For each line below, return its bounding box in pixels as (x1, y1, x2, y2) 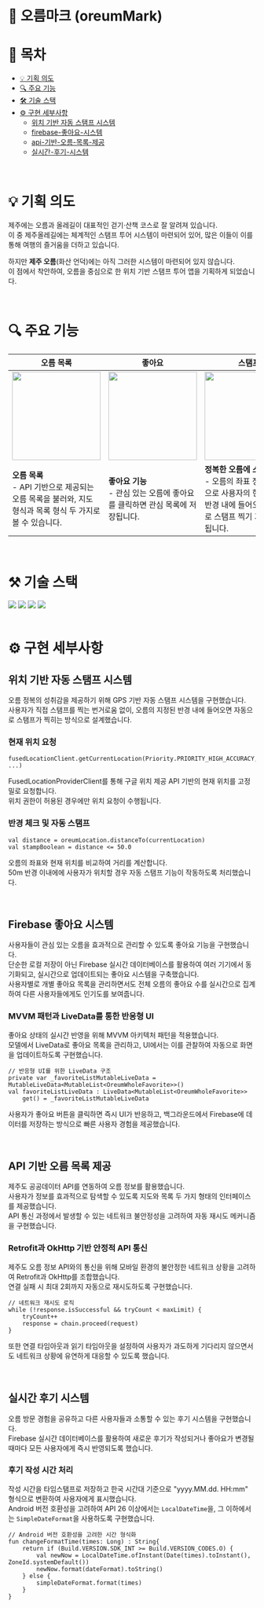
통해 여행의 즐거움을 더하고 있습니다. (8, 240, 119, 250)
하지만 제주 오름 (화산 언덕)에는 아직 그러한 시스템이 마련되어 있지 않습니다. (8, 257, 236, 266)
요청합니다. (22, 787, 57, 796)
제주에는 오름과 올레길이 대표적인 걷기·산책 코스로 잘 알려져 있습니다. (8, 221, 218, 230)
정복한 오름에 (204, 464, 251, 475)
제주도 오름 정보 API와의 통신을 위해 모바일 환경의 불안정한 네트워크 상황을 (8, 1262, 236, 1272)
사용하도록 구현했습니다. (81, 1514, 155, 1523)
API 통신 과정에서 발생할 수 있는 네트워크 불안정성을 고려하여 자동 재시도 (8, 1211, 229, 1221)
